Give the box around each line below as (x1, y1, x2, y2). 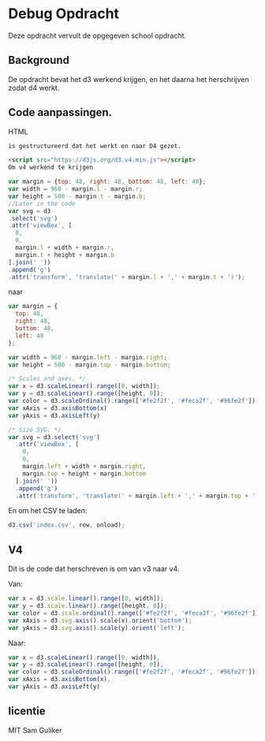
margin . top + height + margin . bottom (22, 470, 147, 478)
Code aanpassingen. (8, 106, 113, 119)
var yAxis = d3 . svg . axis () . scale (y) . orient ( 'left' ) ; (8, 624, 185, 631)
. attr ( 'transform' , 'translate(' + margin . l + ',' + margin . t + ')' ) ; (8, 273, 245, 281)
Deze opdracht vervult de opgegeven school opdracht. (8, 31, 187, 40)
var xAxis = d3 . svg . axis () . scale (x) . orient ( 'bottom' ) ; (8, 616, 192, 624)
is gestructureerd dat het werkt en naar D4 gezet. (8, 142, 181, 150)
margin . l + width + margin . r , (15, 244, 114, 252)
